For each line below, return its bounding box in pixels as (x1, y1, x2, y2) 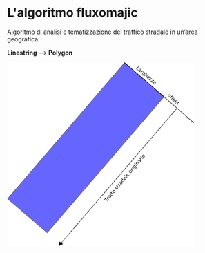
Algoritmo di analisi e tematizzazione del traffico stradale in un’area (7, 28, 198, 36)
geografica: (7, 35, 40, 43)
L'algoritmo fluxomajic (7, 5, 138, 21)
